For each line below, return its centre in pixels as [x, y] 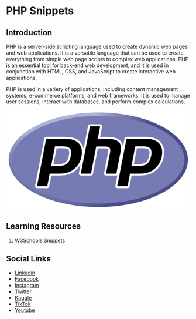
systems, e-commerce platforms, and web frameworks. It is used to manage [98, 95]
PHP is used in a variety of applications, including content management [92, 89]
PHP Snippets [40, 11]
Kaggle [23, 298]
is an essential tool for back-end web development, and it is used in [87, 65]
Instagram [27, 286]
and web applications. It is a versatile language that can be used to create [95, 53]
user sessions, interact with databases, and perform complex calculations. [96, 102]
